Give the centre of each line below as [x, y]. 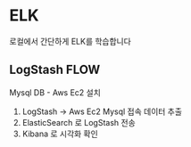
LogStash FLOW [55, 70]
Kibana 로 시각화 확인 [60, 134]
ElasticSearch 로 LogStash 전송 [79, 122]
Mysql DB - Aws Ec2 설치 [55, 92]
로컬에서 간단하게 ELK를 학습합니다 [70, 41]
